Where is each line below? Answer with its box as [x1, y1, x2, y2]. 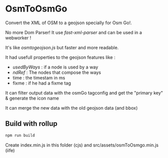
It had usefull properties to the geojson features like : [5, 54, 115, 60]
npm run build [5, 133, 35, 138]
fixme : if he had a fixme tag [12, 80, 71, 86]
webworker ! [5, 35, 31, 41]
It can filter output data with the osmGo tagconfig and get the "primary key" [5, 90, 163, 96]
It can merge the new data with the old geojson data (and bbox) [5, 105, 138, 111]
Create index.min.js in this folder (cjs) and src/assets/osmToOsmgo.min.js [5, 142, 159, 148]
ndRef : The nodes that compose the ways [12, 69, 101, 75]
